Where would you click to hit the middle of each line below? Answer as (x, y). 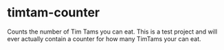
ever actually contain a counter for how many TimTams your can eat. (104, 38)
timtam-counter (54, 13)
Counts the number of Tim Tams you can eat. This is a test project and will (112, 32)
